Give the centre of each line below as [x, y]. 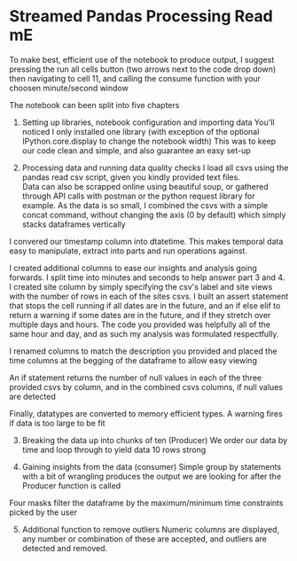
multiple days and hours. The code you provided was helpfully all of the [140, 324]
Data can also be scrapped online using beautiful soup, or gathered [145, 186]
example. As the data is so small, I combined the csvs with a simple [145, 205]
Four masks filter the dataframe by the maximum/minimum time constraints [146, 503]
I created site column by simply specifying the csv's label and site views [141, 286]
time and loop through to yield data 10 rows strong [114, 449]
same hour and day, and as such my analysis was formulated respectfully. [144, 333]
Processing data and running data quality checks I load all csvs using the [155, 168]
